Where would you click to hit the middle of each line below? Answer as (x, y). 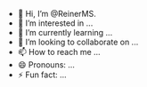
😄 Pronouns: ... (46, 65)
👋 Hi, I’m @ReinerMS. (57, 14)
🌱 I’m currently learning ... (65, 32)
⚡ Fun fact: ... (42, 75)
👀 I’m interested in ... (55, 23)
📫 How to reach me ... (59, 52)
